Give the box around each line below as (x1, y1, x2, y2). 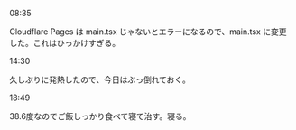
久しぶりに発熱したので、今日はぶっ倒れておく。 (9, 74, 191, 85)
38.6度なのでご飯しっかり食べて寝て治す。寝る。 (9, 111, 191, 121)
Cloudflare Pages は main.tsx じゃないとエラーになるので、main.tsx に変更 (9, 26, 287, 37)
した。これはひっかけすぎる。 (9, 38, 120, 48)
